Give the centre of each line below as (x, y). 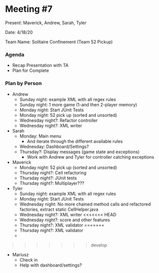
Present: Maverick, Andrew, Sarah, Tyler (46, 23)
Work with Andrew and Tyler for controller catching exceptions (91, 157)
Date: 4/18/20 (19, 32)
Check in (29, 260)
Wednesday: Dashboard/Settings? (54, 146)
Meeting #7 (29, 9)
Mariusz (20, 254)
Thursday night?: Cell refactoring (53, 172)
